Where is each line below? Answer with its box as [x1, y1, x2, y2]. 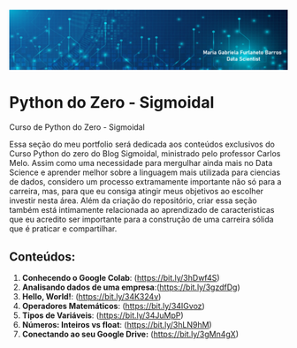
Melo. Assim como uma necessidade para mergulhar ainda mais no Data [9, 158, 273, 169]
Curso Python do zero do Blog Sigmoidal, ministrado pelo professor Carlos [9, 148, 281, 159]
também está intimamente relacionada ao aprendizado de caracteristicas [9, 205, 275, 216]
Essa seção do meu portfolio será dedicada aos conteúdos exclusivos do [9, 139, 276, 150]
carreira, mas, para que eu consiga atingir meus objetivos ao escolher [9, 186, 263, 197]
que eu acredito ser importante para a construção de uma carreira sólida [9, 214, 274, 225]
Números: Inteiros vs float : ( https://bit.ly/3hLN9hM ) [21, 320, 212, 330]
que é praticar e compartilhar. [9, 223, 118, 234]
